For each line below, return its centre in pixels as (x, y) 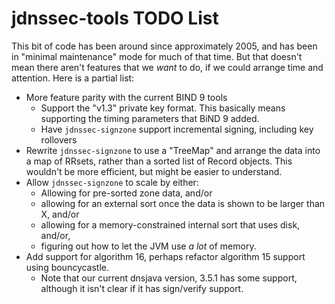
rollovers (59, 139)
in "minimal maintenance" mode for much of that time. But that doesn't (157, 56)
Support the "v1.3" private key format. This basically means (163, 108)
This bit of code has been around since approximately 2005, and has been (164, 46)
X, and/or (60, 214)
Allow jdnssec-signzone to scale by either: (112, 182)
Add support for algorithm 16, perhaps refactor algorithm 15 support (165, 256)
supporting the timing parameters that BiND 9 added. (150, 118)
